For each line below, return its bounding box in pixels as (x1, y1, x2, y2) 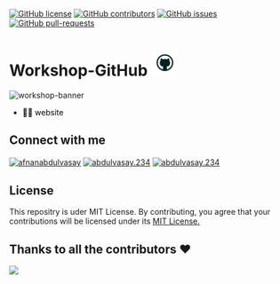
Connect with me (9, 133, 107, 148)
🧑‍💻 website (21, 106, 64, 117)
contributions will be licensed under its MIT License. (9, 216, 200, 226)
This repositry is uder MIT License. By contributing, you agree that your (9, 207, 271, 217)
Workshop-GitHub (9, 60, 148, 81)
